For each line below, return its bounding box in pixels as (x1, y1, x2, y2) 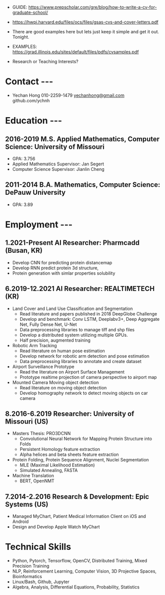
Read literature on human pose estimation (19, 348, 105, 354)
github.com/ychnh (12, 97, 50, 103)
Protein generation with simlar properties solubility (12, 270, 115, 276)
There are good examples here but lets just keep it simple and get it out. (12, 29, 160, 34)
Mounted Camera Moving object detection (12, 379, 99, 385)
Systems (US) (5, 500, 49, 509)
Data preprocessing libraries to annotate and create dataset (19, 358, 142, 364)
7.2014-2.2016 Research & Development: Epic (5, 492, 150, 501)
